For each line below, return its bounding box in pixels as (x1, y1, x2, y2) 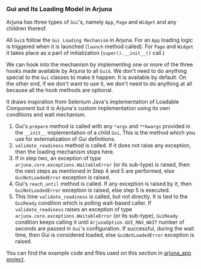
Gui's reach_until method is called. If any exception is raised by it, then (14, 180, 192, 188)
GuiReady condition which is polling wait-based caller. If (14, 199, 152, 206)
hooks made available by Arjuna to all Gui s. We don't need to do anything (6, 67, 187, 75)
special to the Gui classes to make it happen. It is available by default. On (6, 74, 187, 81)
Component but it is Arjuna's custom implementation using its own (6, 105, 170, 112)
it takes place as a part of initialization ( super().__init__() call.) (6, 49, 165, 57)
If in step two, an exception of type (14, 155, 101, 162)
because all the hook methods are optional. (6, 87, 113, 94)
